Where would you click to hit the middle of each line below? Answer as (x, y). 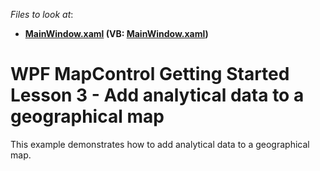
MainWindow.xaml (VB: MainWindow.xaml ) (116, 33)
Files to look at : (42, 14)
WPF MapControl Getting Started (150, 74)
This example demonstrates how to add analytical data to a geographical (160, 144)
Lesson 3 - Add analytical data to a (157, 95)
